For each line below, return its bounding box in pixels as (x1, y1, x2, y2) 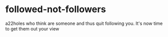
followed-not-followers (5, 4, 106, 15)
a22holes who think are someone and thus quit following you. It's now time (5, 20, 163, 26)
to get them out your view (5, 25, 60, 31)
